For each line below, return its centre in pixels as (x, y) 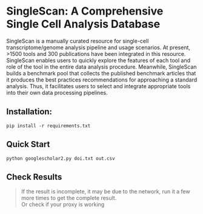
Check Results (34, 177)
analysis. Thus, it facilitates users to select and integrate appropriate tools (98, 86)
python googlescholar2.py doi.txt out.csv (61, 158)
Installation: (29, 112)
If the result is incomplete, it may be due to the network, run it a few (105, 192)
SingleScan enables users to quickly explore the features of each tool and (98, 60)
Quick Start (28, 144)
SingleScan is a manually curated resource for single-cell (78, 41)
